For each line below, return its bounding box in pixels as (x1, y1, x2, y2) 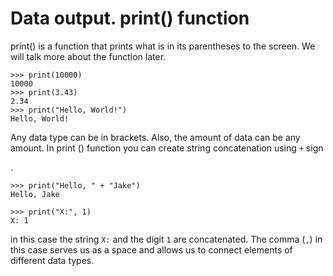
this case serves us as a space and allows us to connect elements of (10, 243, 293, 256)
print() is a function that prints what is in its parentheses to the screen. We (10, 40, 316, 52)
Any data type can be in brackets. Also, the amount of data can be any (10, 131, 301, 143)
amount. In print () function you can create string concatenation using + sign (10, 142, 324, 154)
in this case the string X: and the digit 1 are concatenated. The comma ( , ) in (10, 233, 323, 245)
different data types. (10, 254, 95, 266)
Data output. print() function (10, 7, 250, 30)
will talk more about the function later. (10, 50, 167, 62)
